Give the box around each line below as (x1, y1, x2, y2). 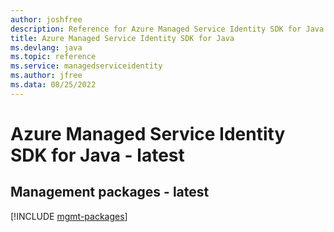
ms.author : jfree (10, 71, 83, 81)
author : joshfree (10, 14, 83, 25)
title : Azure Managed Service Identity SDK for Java (10, 33, 235, 43)
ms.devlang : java (10, 42, 83, 53)
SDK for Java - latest (10, 144, 185, 166)
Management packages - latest (10, 184, 210, 201)
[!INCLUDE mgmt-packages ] (10, 210, 128, 222)
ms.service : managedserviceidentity (10, 61, 163, 71)
